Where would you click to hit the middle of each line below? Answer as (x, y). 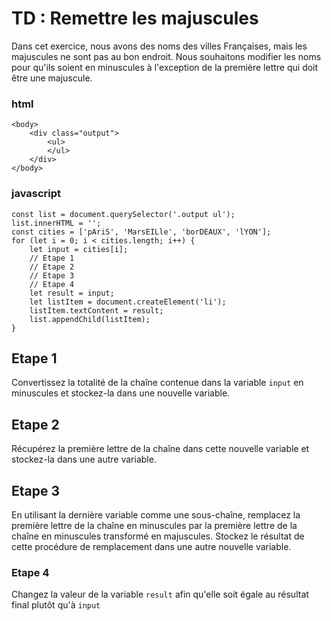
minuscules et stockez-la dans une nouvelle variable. (121, 393)
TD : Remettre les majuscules (135, 18)
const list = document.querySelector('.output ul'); (123, 214)
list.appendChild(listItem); (90, 319)
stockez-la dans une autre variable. (84, 459)
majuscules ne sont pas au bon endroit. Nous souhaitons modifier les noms (166, 56)
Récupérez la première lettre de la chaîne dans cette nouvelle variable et (160, 449)
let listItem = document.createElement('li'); (128, 302)
